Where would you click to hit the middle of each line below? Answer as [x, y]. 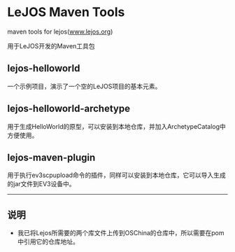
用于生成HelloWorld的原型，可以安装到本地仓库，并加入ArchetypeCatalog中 [116, 126]
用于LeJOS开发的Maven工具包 [51, 45]
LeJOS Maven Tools [66, 12]
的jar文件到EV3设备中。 [41, 184]
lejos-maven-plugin [51, 157]
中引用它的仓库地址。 [48, 241]
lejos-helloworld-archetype [69, 109]
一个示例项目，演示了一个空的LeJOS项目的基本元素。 [84, 86]
